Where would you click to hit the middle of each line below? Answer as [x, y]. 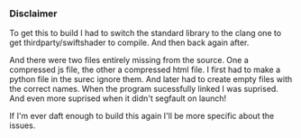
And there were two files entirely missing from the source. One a [129, 60]
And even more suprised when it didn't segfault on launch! [118, 98]
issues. [23, 125]
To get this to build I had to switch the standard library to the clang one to [146, 33]
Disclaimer [33, 14]
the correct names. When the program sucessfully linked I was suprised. [144, 89]
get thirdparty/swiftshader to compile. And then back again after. [129, 42]
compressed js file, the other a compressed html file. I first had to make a [145, 69]
